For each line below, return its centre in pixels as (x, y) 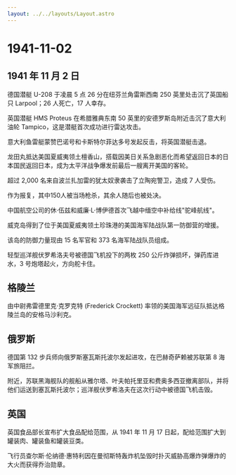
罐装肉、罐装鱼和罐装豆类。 (47, 441)
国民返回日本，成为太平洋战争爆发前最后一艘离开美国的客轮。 (102, 165)
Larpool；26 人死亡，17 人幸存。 (63, 103)
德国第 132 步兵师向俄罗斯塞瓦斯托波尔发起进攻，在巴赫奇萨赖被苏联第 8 (112, 357)
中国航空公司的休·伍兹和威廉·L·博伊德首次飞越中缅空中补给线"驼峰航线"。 (113, 210)
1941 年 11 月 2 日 (44, 76)
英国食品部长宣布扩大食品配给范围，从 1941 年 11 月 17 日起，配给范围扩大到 (117, 432)
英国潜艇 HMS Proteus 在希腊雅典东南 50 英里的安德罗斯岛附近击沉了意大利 (117, 118)
